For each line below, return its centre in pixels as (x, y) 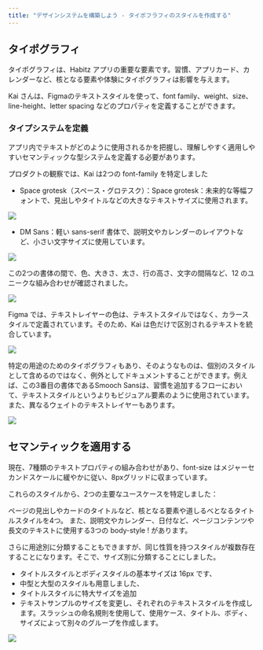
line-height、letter (37, 106)
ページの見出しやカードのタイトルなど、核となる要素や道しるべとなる (121, 510)
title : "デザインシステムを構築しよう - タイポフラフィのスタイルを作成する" (120, 15)
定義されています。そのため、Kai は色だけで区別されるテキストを (141, 324)
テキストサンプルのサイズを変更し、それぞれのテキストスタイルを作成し (136, 603)
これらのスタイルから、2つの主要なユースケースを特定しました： (113, 493)
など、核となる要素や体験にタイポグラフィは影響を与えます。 (134, 79)
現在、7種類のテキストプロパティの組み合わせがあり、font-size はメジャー (128, 467)
